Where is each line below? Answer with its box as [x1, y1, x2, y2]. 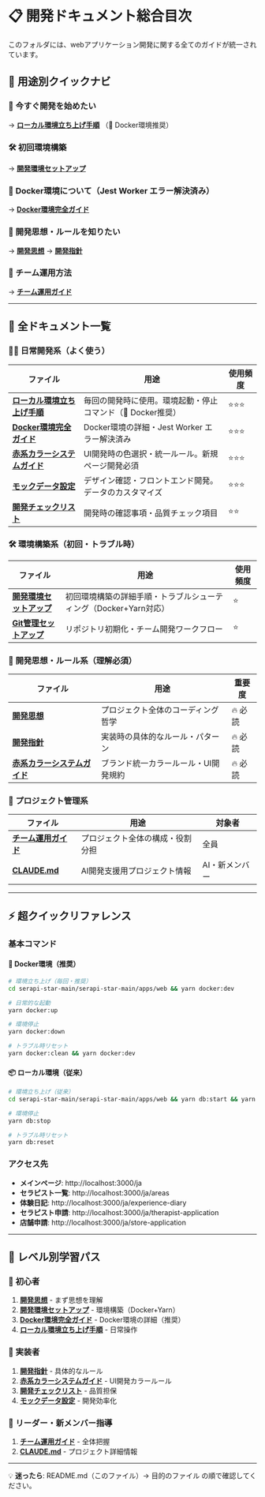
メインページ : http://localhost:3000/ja [19, 1178, 142, 1187]
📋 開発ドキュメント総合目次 [8, 7, 192, 25]
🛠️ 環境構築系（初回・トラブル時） [8, 538, 140, 550]
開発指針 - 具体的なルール [19, 1366, 104, 1375]
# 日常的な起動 [8, 999, 51, 1007]
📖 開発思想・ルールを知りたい [8, 227, 121, 238]
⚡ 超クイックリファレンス [8, 909, 132, 922]
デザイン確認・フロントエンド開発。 [83, 475, 218, 486]
